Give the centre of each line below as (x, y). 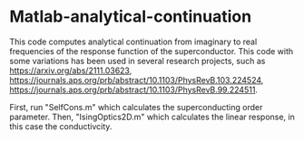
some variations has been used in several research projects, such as (137, 61)
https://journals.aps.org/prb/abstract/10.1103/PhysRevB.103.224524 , (137, 80)
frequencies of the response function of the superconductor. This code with (152, 51)
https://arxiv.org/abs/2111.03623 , (71, 70)
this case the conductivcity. (61, 126)
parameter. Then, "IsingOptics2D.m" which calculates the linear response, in (152, 117)
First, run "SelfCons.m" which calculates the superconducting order (136, 107)
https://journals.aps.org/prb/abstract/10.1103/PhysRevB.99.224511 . (134, 89)
